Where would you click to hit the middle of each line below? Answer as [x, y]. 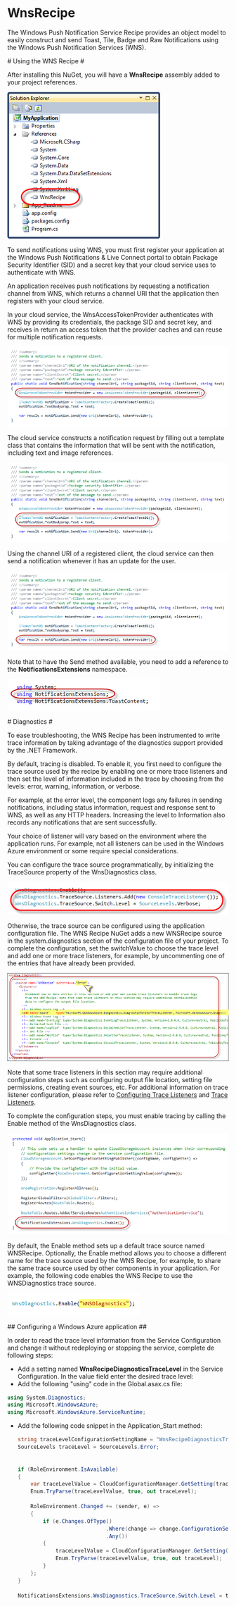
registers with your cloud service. [55, 301]
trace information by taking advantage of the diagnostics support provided [115, 742]
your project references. [42, 82]
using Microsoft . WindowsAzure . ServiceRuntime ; [77, 1412]
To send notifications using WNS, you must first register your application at [116, 250]
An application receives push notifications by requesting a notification [108, 286]
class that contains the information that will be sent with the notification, [111, 445]
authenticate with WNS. [41, 272]
